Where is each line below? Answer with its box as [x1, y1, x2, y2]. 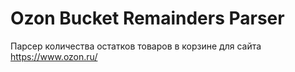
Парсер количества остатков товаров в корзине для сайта [10, 40, 262, 52]
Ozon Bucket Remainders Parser [10, 7, 285, 30]
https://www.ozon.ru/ [10, 50, 98, 62]
